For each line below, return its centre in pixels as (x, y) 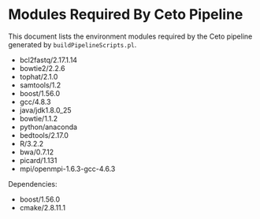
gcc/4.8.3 (35, 102)
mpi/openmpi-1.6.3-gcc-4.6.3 (67, 169)
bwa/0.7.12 (37, 152)
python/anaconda (48, 127)
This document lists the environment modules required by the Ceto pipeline (130, 36)
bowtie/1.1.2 (38, 118)
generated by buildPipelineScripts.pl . (72, 44)
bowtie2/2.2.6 (42, 68)
